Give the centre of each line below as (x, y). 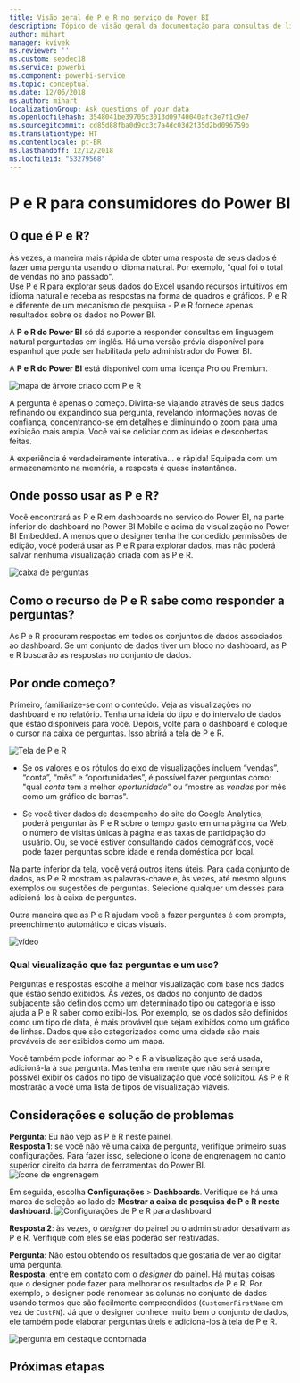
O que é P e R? (50, 236)
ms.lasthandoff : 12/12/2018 (62, 150)
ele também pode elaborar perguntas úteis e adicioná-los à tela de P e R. (143, 1322)
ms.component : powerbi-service (67, 76)
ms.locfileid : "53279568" (57, 159)
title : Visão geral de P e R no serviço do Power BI (109, 17)
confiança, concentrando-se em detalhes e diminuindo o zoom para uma (143, 422)
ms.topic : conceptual (50, 84)
